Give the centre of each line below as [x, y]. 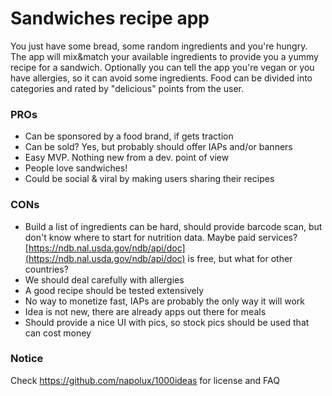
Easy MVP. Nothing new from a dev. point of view [127, 158]
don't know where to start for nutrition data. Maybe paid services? [161, 237]
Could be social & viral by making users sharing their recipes [149, 179]
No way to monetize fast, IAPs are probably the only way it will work [164, 301]
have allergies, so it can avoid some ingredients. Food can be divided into [161, 78]
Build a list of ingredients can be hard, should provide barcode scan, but [173, 226]
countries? [46, 269]
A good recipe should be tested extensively [114, 290]
